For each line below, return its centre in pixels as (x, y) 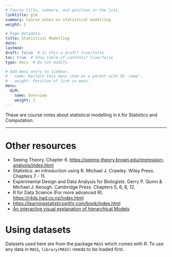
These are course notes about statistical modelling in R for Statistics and (81, 115)
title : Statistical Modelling (38, 38)
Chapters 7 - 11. (29, 176)
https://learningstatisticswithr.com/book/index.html (67, 204)
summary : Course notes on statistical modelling (58, 19)
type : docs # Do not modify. (38, 62)
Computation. (20, 120)
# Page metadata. (24, 34)
